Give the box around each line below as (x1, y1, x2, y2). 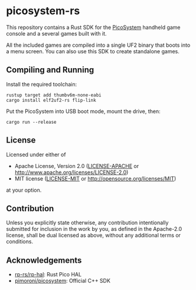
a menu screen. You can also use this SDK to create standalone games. (6, 47, 180, 54)
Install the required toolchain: (6, 80, 77, 88)
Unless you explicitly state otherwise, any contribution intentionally (6, 219, 169, 226)
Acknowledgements (6, 255, 82, 265)
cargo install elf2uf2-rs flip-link (6, 97, 96, 103)
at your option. (6, 186, 42, 194)
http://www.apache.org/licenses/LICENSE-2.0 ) (14, 169, 129, 176)
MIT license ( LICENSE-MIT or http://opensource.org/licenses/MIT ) (14, 175, 177, 182)
